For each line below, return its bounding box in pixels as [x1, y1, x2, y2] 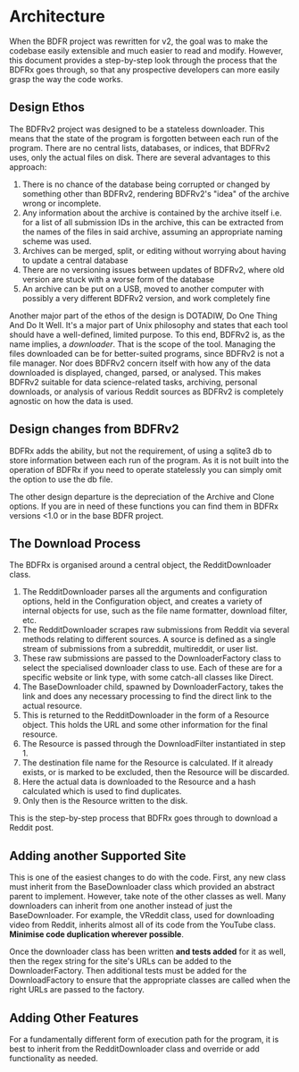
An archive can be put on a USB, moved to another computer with [21, 283, 265, 294]
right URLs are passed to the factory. [9, 984, 145, 995]
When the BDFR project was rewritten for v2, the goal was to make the [9, 36, 269, 46]
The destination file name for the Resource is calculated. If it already [21, 757, 274, 768]
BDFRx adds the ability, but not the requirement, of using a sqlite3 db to [9, 445, 272, 456]
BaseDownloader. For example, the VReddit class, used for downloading [9, 910, 275, 921]
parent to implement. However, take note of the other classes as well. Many [9, 891, 287, 902]
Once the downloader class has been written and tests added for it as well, [9, 946, 287, 958]
